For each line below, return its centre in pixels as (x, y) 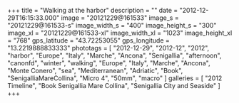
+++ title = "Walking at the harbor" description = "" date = (93, 10)
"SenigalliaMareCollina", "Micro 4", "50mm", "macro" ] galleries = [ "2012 (115, 78)
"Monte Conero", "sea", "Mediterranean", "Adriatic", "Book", (95, 71)
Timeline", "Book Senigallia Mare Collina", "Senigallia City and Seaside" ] (114, 86)
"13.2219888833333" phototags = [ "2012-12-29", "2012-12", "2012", (108, 48)
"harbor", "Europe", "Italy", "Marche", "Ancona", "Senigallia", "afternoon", (115, 55)
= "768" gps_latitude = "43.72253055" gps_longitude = (88, 40)
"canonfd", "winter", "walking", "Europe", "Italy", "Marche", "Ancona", (109, 63)
